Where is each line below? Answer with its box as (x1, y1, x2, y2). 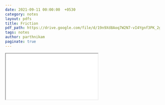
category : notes (5, 12, 38, 17)
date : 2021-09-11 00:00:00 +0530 (5, 7, 76, 12)
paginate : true (5, 39, 36, 44)
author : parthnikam (5, 35, 45, 40)
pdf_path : (5, 26, 26, 30)
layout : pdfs (5, 16, 32, 21)
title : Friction (5, 21, 38, 26)
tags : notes (5, 30, 29, 35)
